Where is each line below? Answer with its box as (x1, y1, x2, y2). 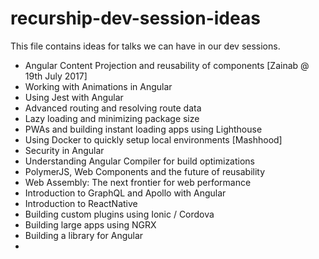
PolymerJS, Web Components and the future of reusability (24, 165, 266, 177)
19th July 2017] (24, 70, 88, 82)
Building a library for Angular (24, 229, 144, 241)
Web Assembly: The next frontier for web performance (24, 176, 252, 188)
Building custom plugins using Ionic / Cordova (24, 208, 215, 220)
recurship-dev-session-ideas (10, 7, 261, 30)
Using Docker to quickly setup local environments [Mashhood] (24, 133, 283, 146)
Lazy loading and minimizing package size (24, 112, 200, 124)
